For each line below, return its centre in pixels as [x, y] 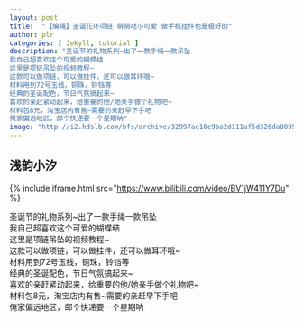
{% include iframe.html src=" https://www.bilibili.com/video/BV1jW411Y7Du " [149, 188]
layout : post [34, 18]
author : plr [32, 34]
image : [22, 127]
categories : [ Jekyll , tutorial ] [74, 43]
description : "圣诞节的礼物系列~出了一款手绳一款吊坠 [100, 52]
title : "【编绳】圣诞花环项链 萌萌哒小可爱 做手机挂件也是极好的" [121, 26]
